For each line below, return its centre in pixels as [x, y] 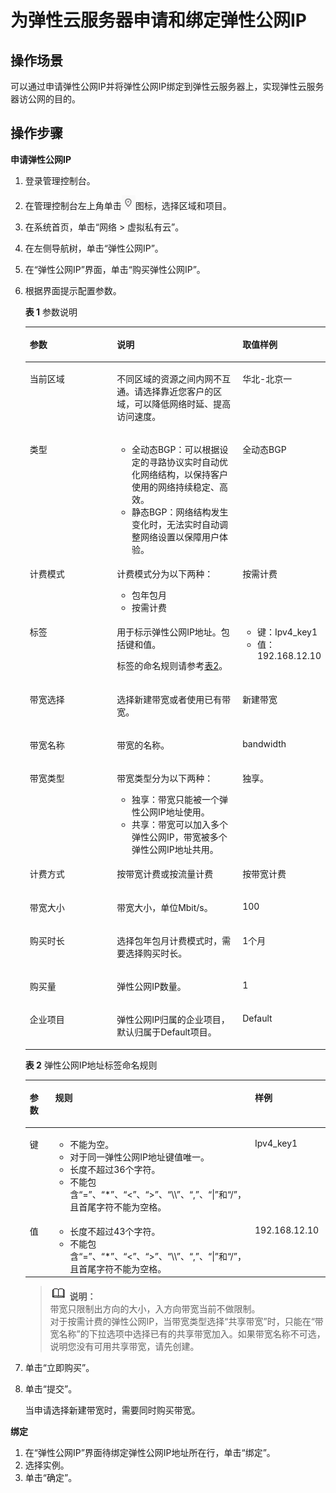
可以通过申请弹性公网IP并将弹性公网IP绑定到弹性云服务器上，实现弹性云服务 [167, 86]
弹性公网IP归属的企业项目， [173, 1020]
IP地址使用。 [183, 812]
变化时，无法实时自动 [175, 524]
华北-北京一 [267, 378]
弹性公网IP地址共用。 [175, 850]
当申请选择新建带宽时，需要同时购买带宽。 [112, 1410]
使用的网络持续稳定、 [175, 487]
